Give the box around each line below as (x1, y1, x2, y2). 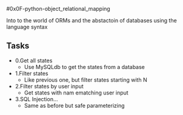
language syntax (6, 24, 48, 30)
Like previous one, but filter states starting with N (24, 76, 147, 84)
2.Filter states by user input (15, 82, 84, 90)
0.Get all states (15, 57, 53, 64)
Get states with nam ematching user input (24, 89, 128, 96)
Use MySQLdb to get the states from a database (24, 63, 145, 70)
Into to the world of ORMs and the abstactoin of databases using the (6, 17, 177, 24)
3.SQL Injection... (15, 95, 59, 102)
